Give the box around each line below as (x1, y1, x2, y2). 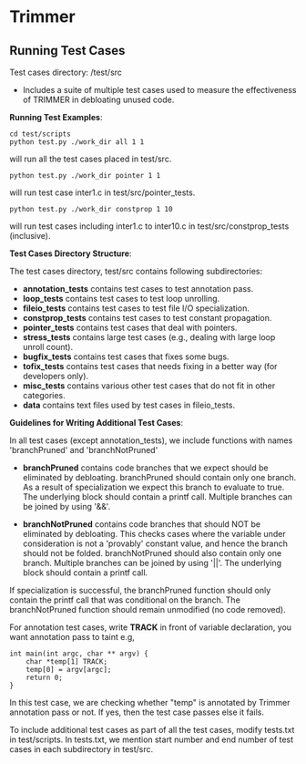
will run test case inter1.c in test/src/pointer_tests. (9, 187, 196, 198)
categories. (22, 390, 66, 400)
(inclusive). (9, 231, 51, 241)
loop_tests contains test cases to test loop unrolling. (22, 294, 220, 304)
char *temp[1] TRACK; (25, 657, 107, 666)
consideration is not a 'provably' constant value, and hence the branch (22, 538, 289, 549)
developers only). (22, 371, 89, 381)
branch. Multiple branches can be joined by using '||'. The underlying (22, 558, 282, 568)
